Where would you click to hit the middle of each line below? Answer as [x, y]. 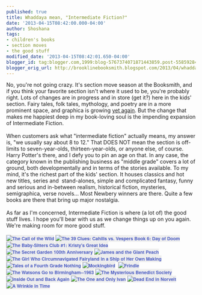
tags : [13, 34]
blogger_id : [21, 62]
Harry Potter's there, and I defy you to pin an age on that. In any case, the [97, 155]
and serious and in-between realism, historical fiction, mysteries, [87, 187]
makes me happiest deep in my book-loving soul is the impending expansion [101, 117]
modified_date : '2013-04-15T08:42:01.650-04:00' [68, 57]
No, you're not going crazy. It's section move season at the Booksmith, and [99, 85]
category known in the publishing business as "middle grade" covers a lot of [101, 162]
